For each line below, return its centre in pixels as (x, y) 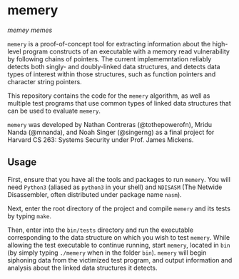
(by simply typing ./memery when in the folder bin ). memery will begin (107, 253)
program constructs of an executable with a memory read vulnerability (126, 51)
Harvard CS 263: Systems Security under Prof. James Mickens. (101, 139)
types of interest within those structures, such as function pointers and (112, 74)
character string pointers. (45, 81)
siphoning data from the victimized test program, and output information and (120, 260)
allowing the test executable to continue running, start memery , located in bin (119, 245)
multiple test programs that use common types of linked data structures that (119, 103)
